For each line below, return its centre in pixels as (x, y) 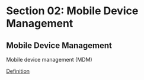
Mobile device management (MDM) (49, 60)
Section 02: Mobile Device (72, 11)
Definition (18, 71)
